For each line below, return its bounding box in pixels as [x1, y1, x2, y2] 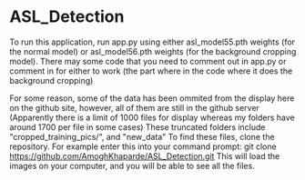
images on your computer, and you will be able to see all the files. [9, 160, 255, 171]
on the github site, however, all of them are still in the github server [9, 102, 259, 113]
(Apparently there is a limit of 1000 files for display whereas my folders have [9, 112, 295, 123]
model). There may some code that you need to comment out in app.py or [9, 55, 287, 66]
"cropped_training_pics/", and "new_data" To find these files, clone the [9, 131, 275, 142]
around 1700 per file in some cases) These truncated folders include [9, 121, 266, 133]
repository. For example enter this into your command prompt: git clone [9, 141, 277, 152]
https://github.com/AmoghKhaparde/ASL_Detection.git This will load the [9, 150, 280, 161]
